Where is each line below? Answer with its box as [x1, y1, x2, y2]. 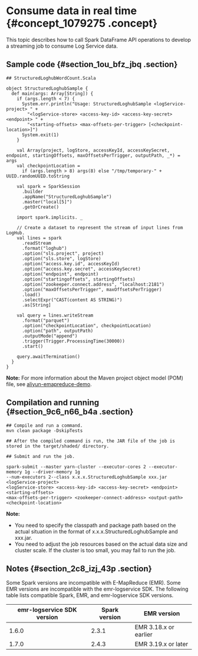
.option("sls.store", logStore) [21, 255, 101, 262]
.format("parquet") [21, 317, 70, 324]
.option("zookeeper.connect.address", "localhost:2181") [21, 281, 165, 287]
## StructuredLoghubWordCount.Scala [6, 75, 96, 81]
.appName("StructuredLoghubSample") [21, 193, 112, 200]
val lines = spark [16, 235, 62, 241]
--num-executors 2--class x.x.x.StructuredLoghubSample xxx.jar [6, 474, 167, 480]
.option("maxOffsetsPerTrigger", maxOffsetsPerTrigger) [21, 286, 162, 292]
